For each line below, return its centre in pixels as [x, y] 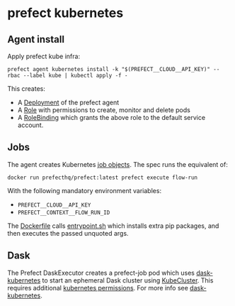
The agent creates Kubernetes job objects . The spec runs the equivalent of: [117, 164]
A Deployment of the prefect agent [68, 102]
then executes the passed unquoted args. [68, 233]
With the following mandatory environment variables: [84, 190]
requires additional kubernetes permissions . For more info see [98, 288]
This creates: [27, 89]
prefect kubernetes [65, 13]
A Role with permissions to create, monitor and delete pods [104, 110]
